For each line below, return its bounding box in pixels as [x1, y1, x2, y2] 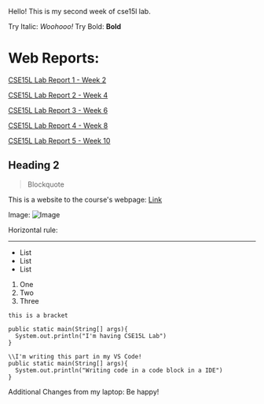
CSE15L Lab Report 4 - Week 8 [8, 121, 108, 130]
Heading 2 [8, 158, 60, 172]
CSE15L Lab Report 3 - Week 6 [8, 105, 108, 115]
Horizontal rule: [8, 225, 58, 235]
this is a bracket [8, 311, 68, 319]
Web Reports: [8, 49, 100, 67]
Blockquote [27, 180, 64, 189]
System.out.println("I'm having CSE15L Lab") [15, 332, 167, 340]
